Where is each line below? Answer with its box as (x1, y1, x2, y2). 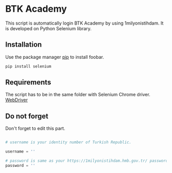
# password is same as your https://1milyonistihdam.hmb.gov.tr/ (5, 158, 147, 163)
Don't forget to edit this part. (5, 125, 66, 132)
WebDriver (5, 97, 28, 103)
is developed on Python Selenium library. (5, 25, 92, 31)
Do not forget (5, 112, 49, 120)
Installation (5, 40, 42, 49)
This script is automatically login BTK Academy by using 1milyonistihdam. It (5, 20, 164, 26)
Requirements (5, 78, 51, 87)
